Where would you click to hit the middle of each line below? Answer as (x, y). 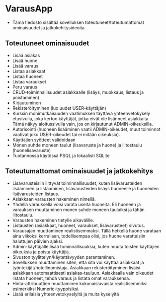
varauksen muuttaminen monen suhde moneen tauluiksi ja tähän (79, 210)
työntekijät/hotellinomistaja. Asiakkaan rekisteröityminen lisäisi (76, 267)
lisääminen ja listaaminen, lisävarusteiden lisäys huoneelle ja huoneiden (85, 188)
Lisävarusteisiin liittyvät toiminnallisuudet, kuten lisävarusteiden (77, 183)
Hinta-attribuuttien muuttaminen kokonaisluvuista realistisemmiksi (80, 283)
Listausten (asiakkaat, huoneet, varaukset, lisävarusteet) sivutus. (79, 225)
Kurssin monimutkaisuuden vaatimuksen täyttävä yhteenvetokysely (81, 113)
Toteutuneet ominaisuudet (47, 43)
